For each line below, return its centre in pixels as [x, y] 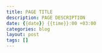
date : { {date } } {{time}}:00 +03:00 [51, 23]
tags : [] [17, 40]
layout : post [23, 35]
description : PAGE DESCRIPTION [46, 18]
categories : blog [28, 29]
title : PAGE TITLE [29, 12]
